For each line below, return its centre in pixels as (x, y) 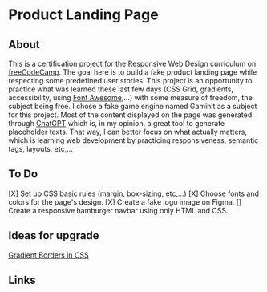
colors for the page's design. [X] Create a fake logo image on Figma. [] (125, 201)
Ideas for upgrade (54, 235)
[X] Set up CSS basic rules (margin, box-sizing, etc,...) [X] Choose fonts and (133, 193)
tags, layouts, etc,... (41, 149)
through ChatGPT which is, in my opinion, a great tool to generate (117, 123)
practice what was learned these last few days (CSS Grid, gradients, (121, 89)
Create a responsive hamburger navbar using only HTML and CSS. (118, 210)
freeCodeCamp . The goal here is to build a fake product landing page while (133, 72)
